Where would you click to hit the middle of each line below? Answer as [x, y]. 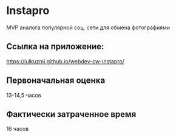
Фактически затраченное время [71, 114]
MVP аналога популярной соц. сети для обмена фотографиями [88, 27]
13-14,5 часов [24, 95]
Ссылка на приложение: [55, 47]
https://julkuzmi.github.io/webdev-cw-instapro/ [65, 61]
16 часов [18, 129]
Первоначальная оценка [56, 81]
